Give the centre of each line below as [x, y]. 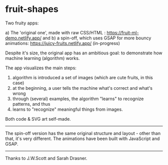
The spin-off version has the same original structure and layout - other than [83, 133]
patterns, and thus [31, 104]
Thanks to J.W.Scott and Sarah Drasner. [46, 158]
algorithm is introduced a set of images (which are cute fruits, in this [83, 77]
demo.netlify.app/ [23, 38]
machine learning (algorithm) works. [42, 58]
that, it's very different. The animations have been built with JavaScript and [82, 139]
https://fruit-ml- [123, 32]
